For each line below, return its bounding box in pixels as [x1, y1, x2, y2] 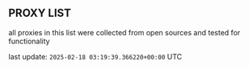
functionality [8, 36, 50, 46]
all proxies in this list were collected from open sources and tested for [8, 27, 241, 37]
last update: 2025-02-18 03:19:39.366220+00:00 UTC [8, 51, 183, 61]
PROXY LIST [8, 6, 71, 20]
